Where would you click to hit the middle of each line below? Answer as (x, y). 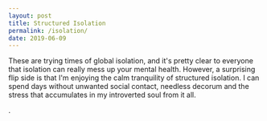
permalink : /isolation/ (48, 30)
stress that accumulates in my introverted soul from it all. (103, 95)
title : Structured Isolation (57, 23)
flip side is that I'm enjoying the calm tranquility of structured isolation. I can (134, 78)
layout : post (30, 16)
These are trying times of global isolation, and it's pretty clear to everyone (131, 61)
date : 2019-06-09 (37, 38)
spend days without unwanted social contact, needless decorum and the (129, 87)
